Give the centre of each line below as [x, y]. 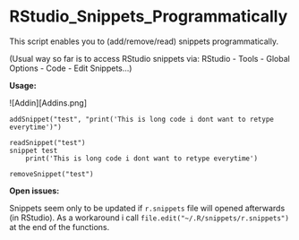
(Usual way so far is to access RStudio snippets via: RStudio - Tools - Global [150, 58]
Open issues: [34, 191]
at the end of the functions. [60, 227]
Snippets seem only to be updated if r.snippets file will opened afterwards [147, 208]
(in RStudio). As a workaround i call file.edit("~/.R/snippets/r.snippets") [149, 218]
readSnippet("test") [48, 142]
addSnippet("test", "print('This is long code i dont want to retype [142, 119]
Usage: [23, 85]
